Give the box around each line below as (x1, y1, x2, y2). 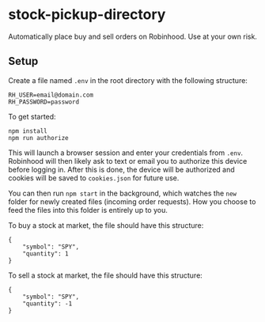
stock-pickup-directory (8, 6, 166, 24)
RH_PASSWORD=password (8, 97, 80, 106)
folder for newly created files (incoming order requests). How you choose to (8, 196, 256, 206)
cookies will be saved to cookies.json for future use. (8, 172, 180, 183)
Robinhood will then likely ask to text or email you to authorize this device (8, 156, 248, 165)
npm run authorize (8, 134, 69, 142)
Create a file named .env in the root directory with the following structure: (8, 75, 248, 85)
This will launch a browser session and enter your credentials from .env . (8, 148, 244, 157)
